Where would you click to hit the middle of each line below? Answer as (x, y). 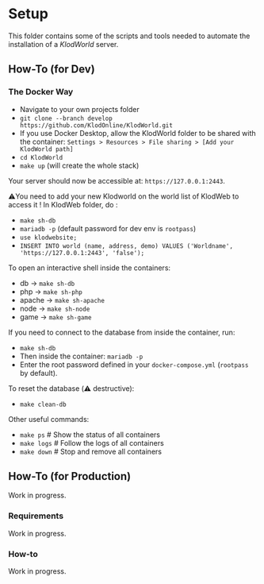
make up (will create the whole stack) (79, 165)
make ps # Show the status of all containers (90, 435)
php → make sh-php (51, 292)
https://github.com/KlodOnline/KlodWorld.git (96, 125)
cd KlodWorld (41, 157)
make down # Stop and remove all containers (91, 451)
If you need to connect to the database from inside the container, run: (122, 332)
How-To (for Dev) (52, 70)
